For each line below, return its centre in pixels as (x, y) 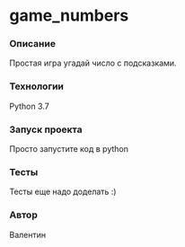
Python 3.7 (29, 106)
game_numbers (69, 16)
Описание (33, 44)
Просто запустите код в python (69, 149)
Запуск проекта (46, 129)
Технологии (37, 86)
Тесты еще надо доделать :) (63, 192)
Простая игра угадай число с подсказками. (93, 63)
